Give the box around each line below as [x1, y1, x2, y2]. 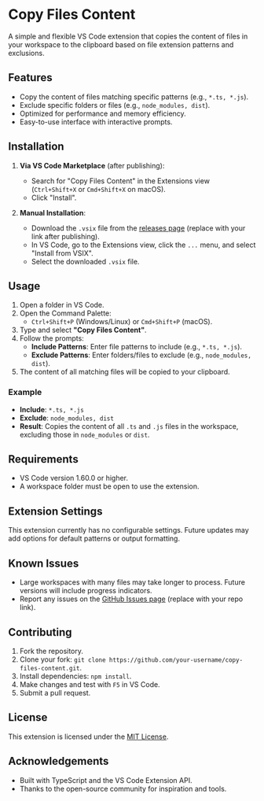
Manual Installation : [19, 208, 86, 217]
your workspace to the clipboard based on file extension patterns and [8, 39, 234, 49]
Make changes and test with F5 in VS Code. [19, 679, 160, 689]
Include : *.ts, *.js [19, 404, 84, 414]
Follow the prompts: [19, 334, 84, 343]
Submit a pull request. [19, 688, 91, 697]
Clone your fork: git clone [19, 655, 106, 664]
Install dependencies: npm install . [19, 671, 132, 681]
